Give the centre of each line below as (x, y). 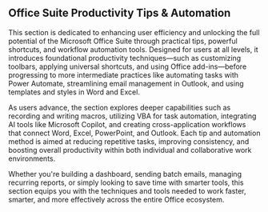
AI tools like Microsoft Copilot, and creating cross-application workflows (127, 124)
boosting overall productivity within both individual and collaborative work (130, 150)
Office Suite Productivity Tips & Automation (120, 13)
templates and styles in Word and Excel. (74, 92)
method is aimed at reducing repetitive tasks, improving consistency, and (129, 141)
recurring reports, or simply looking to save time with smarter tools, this (126, 182)
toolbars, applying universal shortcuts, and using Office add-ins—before (128, 66)
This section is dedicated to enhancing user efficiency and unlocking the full (134, 32)
